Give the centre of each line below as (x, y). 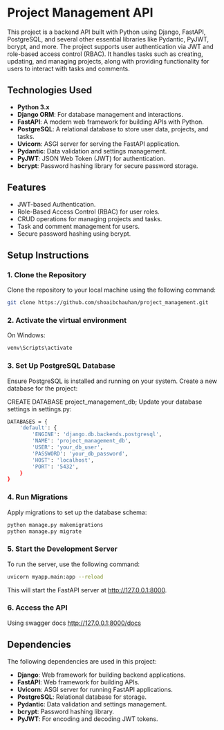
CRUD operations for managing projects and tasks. (90, 218)
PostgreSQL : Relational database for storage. (82, 697)
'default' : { (38, 428)
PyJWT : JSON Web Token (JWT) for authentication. (91, 158)
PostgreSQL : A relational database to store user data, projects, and (113, 129)
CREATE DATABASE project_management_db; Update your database (105, 402)
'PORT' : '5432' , (55, 467)
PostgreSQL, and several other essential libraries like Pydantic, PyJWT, (108, 39)
